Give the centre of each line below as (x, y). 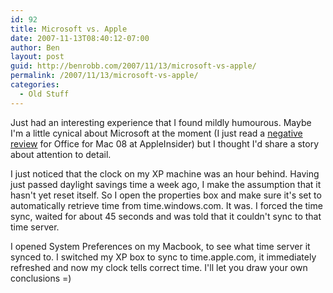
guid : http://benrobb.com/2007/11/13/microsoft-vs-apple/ (133, 66)
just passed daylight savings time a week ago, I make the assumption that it (166, 184)
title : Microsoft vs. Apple (69, 29)
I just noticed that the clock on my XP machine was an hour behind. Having (165, 173)
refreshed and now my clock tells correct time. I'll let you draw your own (159, 267)
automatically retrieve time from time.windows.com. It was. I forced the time (166, 205)
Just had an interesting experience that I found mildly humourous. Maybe (161, 122)
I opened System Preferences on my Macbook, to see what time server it (160, 246)
